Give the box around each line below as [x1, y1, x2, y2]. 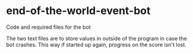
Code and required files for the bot [6, 23, 91, 31]
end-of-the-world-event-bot [6, 4, 151, 18]
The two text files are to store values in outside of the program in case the [6, 35, 187, 42]
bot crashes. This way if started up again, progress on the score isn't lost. [6, 41, 187, 48]
